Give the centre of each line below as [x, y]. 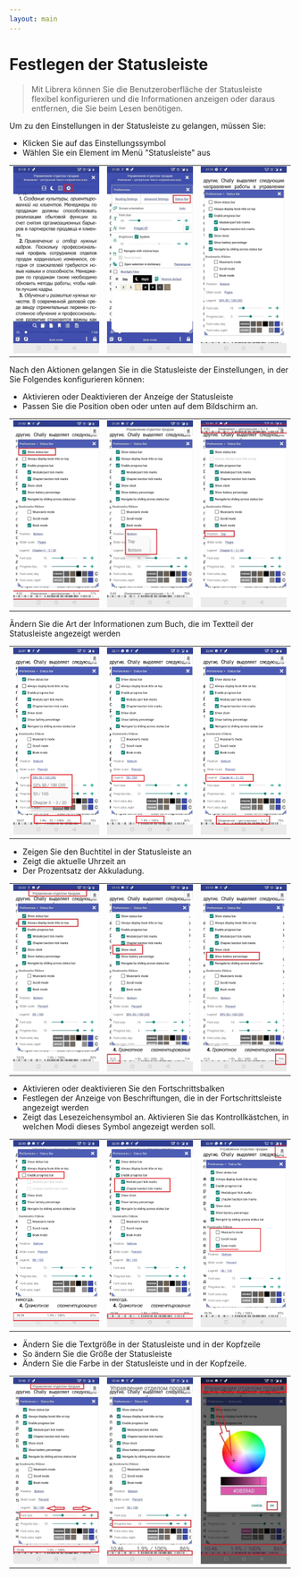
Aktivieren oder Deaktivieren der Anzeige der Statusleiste [128, 397]
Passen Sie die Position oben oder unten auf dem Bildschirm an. [140, 407]
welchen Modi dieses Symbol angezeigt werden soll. [119, 1126]
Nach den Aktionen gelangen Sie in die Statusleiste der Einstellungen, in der [149, 370]
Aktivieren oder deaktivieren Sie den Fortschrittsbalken [123, 1088]
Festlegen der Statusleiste [108, 64]
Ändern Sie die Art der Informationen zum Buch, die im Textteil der [132, 624]
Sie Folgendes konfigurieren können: [77, 380]
